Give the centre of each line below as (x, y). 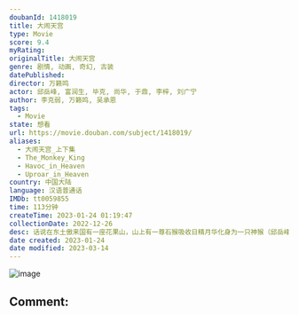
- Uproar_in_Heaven (53, 174)
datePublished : (37, 75)
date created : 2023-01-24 (57, 240)
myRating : (27, 51)
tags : (19, 108)
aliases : (25, 141)
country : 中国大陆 (41, 183)
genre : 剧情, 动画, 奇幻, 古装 (62, 67)
